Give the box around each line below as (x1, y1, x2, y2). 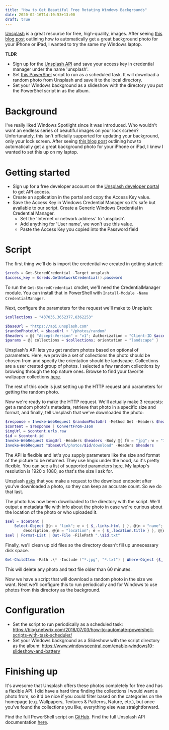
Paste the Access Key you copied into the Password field (20, 226, 138, 232)
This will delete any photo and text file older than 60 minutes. (5, 566, 132, 572)
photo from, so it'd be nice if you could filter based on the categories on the (5, 693, 162, 699)
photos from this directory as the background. (5, 587, 101, 593)
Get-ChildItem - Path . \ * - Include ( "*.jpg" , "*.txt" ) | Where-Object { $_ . (5, 557, 165, 562)
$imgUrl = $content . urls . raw (5, 429, 66, 434)
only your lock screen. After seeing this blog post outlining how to (5, 138, 142, 144)
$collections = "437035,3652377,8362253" (5, 314, 94, 320)
